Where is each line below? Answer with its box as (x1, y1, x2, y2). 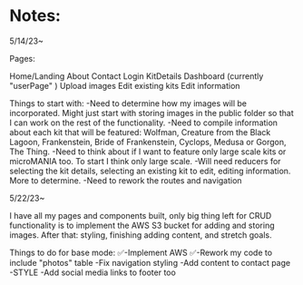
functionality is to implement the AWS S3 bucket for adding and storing (9, 220, 275, 231)
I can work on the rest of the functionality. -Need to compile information (9, 117, 279, 128)
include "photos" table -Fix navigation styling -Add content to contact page (9, 257, 291, 268)
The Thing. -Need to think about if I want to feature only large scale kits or (9, 146, 287, 157)
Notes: (9, 5, 62, 26)
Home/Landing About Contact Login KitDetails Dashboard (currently (9, 70, 264, 82)
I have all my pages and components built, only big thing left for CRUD (9, 210, 272, 221)
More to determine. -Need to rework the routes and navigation (9, 174, 242, 186)
